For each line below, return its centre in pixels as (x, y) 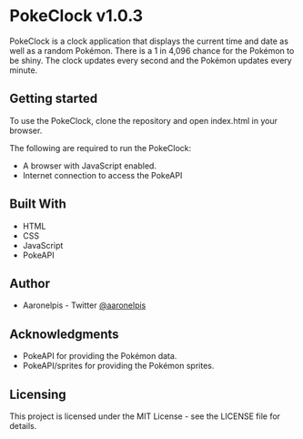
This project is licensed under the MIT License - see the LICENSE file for (145, 416)
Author (30, 283)
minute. (24, 70)
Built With (38, 204)
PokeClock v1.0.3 (76, 16)
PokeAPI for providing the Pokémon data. (100, 356)
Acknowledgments (65, 334)
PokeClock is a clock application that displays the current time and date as (149, 41)
